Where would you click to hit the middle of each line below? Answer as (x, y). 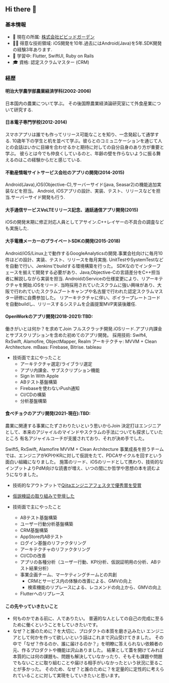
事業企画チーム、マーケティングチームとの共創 (68, 575)
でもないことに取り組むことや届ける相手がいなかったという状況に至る (86, 663)
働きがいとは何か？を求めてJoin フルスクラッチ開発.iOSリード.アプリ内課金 (84, 329)
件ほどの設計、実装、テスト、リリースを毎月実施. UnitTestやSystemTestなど (84, 260)
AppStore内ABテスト (42, 537)
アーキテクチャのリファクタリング (55, 549)
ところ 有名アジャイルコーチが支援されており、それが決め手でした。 (76, 439)
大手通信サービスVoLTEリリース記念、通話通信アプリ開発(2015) (72, 210)
